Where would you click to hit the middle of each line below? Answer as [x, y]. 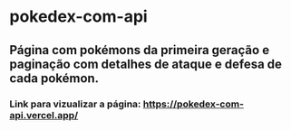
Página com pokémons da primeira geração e [140, 50]
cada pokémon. [54, 78]
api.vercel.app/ [44, 115]
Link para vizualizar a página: [75, 104]
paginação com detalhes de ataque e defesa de [146, 64]
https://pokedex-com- [194, 104]
